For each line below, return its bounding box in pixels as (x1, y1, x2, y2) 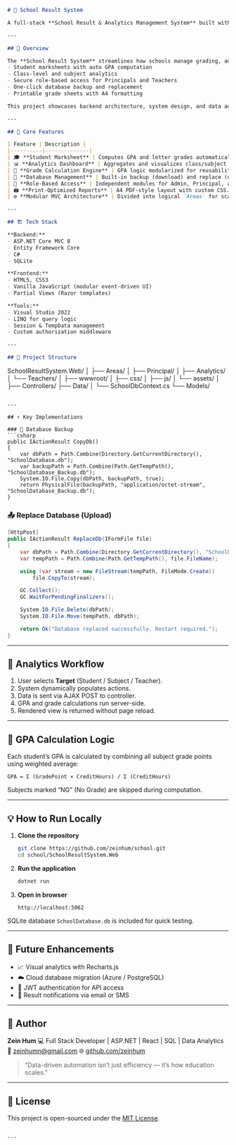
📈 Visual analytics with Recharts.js (17, 962, 119, 971)
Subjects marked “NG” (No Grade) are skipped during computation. (7, 786, 202, 794)
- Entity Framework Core (7, 244, 80, 251)
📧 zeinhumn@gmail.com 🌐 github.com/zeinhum (7, 1047, 145, 1055)
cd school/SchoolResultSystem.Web (17, 851, 119, 858)
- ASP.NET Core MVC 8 (7, 238, 71, 245)
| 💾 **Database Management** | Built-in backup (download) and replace (7, 173, 221, 181)
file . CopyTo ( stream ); (32, 574, 96, 582)
